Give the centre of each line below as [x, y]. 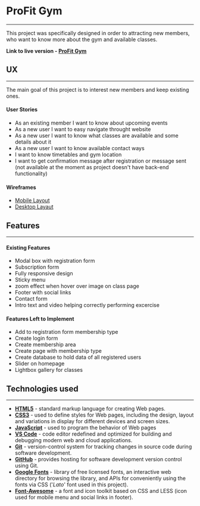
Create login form [36, 339]
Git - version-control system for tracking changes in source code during [103, 447]
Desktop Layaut [34, 207]
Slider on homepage [40, 364]
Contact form [31, 299]
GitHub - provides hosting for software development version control [98, 460]
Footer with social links [43, 293]
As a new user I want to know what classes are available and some [96, 135]
